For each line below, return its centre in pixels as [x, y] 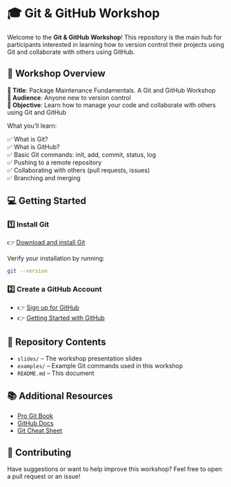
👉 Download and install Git [46, 242]
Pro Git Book [35, 416]
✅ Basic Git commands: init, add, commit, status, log [82, 154]
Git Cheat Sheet [40, 431]
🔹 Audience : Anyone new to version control [69, 97]
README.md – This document [56, 373]
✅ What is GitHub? [33, 146]
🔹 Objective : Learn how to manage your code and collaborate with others [111, 105]
